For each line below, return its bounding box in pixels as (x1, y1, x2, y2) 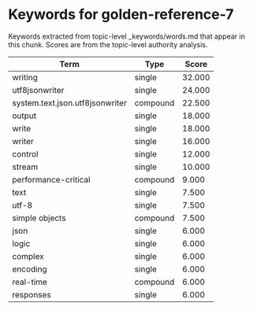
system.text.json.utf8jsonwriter (12, 97, 128, 108)
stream (12, 161, 38, 172)
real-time (12, 276, 47, 287)
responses (12, 289, 51, 300)
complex (12, 250, 45, 261)
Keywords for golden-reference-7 (8, 6, 234, 24)
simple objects (12, 212, 66, 223)
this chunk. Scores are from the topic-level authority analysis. (8, 39, 208, 49)
